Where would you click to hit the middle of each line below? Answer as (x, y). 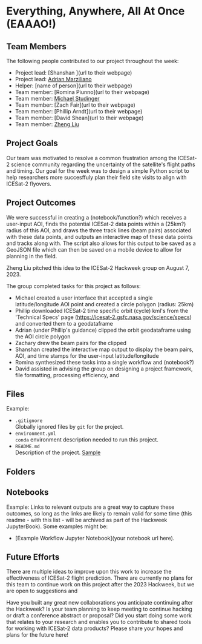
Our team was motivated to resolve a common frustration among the (92, 158)
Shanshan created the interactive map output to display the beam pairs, (104, 349)
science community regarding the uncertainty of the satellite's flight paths (103, 164)
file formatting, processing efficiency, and (67, 375)
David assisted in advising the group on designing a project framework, (104, 369)
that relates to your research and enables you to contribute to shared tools (99, 622)
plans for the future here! (37, 635)
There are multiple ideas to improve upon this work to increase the (89, 572)
